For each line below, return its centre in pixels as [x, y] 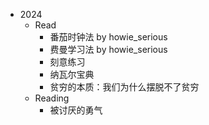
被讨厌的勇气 [76, 110]
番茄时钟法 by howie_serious [108, 37]
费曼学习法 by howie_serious [108, 49]
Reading [52, 98]
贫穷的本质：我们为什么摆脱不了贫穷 [124, 87]
